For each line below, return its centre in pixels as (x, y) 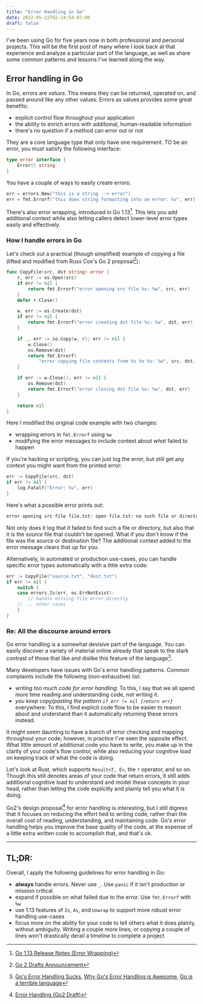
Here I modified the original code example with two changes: (82, 423)
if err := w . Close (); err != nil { (62, 378)
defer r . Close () (38, 300)
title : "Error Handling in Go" (46, 12)
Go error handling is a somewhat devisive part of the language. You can (95, 644)
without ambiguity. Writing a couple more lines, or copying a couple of (102, 930)
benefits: (17, 106)
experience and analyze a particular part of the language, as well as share (98, 53)
